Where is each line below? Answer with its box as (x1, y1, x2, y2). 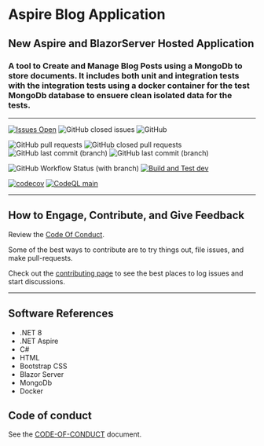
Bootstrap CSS (19, 361, 68, 371)
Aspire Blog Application (8, 5, 166, 24)
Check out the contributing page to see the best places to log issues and (8, 269, 244, 278)
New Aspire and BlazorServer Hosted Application (8, 37, 255, 50)
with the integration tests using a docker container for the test (8, 80, 250, 91)
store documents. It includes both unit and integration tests (8, 70, 240, 81)
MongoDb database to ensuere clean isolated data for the (8, 90, 233, 101)
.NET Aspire (19, 336, 59, 345)
